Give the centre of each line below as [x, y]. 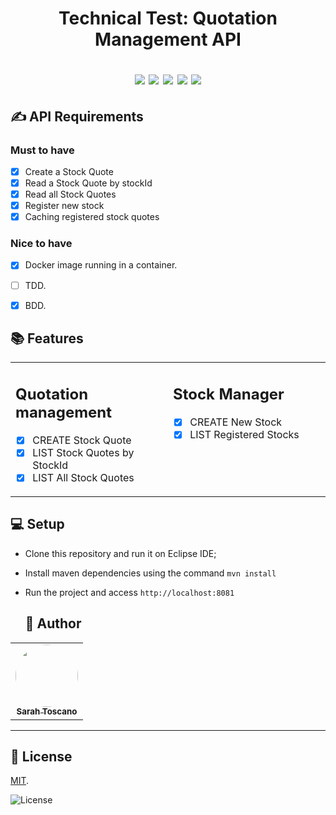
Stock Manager [229, 394]
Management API [168, 39]
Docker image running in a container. [101, 265]
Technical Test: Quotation [168, 18]
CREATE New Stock [236, 422]
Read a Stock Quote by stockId [88, 183]
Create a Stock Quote [69, 171]
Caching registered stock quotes [92, 217]
